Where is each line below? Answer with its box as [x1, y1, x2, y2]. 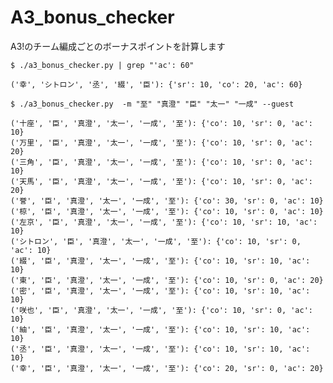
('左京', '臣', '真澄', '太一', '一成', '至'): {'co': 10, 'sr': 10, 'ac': [10, 217, 318, 227]
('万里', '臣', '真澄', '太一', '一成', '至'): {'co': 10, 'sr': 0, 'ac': [10, 137, 314, 148]
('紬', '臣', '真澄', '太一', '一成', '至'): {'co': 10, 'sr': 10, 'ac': [10, 324, 311, 335]
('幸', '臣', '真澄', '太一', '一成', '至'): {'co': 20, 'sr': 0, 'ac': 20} [10, 363, 324, 373]
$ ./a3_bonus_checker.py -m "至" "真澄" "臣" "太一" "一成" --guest [10, 99, 295, 109]
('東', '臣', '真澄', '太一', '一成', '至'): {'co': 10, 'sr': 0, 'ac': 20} [10, 275, 324, 285]
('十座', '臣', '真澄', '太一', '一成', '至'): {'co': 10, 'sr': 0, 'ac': [10, 118, 314, 128]
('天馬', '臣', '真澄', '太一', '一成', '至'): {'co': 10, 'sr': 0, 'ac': [10, 176, 314, 186]
